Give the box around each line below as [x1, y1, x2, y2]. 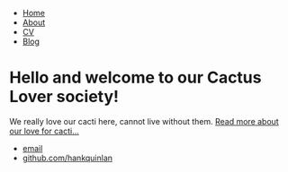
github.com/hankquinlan [22, 152, 113, 163]
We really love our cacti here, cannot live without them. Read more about [9, 116, 279, 126]
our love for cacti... [9, 125, 79, 136]
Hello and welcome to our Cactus [9, 67, 262, 88]
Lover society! [9, 87, 120, 107]
